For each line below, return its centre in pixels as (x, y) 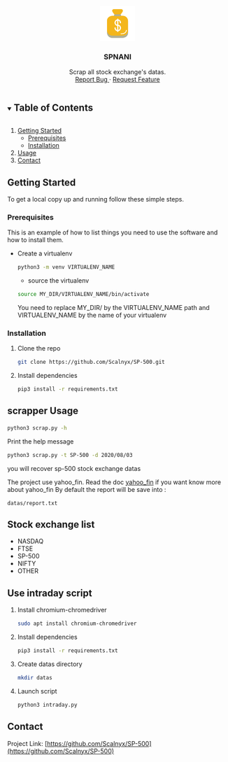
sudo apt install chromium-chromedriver (77, 624)
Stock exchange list (51, 524)
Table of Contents (53, 107)
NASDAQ (30, 542)
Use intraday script (50, 593)
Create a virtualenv (45, 253)
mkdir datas (35, 677)
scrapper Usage (43, 411)
